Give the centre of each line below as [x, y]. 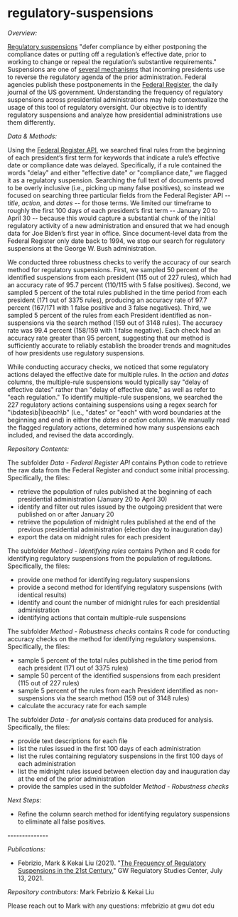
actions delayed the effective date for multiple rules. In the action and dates [118, 374]
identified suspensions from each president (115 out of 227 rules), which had [119, 277]
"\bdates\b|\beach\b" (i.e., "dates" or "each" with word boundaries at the [114, 412]
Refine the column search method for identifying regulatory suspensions [124, 814]
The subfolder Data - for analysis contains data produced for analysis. [111, 719]
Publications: [27, 849]
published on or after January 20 [66, 514]
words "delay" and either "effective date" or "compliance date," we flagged [117, 172]
